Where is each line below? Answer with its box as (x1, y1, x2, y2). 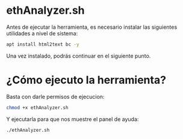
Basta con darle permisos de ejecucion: (6, 93, 105, 100)
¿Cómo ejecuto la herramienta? (6, 73, 167, 87)
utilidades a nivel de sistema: (6, 29, 78, 37)
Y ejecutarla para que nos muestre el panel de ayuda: (6, 115, 139, 123)
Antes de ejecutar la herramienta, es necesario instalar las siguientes (6, 23, 178, 31)
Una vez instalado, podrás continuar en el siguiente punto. (6, 52, 151, 59)
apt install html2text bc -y (6, 41, 79, 47)
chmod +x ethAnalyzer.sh (6, 104, 69, 111)
